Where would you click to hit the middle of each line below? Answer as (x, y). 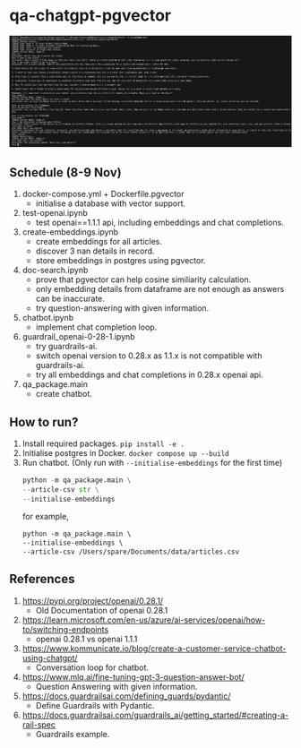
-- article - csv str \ (60, 489)
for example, (45, 516)
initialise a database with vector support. (111, 203)
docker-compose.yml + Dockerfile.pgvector (103, 194)
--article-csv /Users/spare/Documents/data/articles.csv (131, 552)
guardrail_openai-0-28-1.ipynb (79, 337)
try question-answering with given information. (122, 308)
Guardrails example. (73, 734)
